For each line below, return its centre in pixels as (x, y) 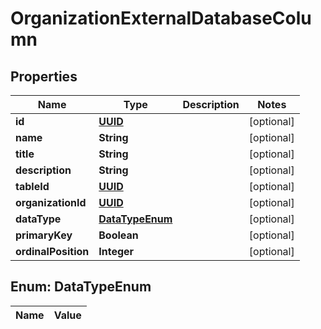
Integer (116, 251)
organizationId (51, 202)
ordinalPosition (52, 251)
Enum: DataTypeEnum (81, 287)
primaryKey (44, 235)
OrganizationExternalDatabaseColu (161, 18)
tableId (32, 186)
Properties (44, 76)
